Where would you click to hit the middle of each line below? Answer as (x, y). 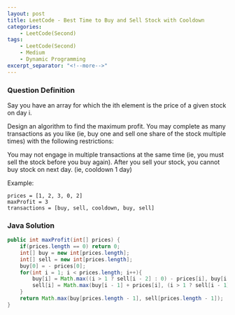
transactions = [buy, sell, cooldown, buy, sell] (81, 208)
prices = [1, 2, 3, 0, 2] (45, 196)
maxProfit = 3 (28, 202)
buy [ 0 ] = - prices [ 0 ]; (53, 266)
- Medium (33, 53)
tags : (15, 40)
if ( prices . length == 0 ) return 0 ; (70, 247)
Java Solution (31, 226)
